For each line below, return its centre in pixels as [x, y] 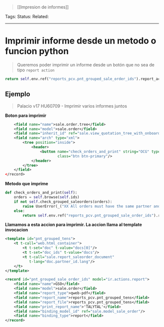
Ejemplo [18, 94]
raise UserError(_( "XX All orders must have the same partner [87, 206]
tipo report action [36, 70]
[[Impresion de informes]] [43, 7]
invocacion [17, 230]
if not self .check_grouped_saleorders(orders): [63, 202]
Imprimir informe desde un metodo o [81, 41]
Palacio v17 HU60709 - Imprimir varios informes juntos [72, 106]
